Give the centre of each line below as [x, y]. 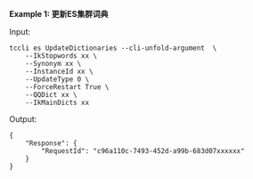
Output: [23, 119]
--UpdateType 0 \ [57, 79]
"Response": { [51, 143]
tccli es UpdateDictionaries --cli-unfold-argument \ [113, 48]
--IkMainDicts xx [57, 102]
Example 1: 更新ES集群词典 [59, 14]
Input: [20, 32]
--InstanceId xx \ [59, 71]
